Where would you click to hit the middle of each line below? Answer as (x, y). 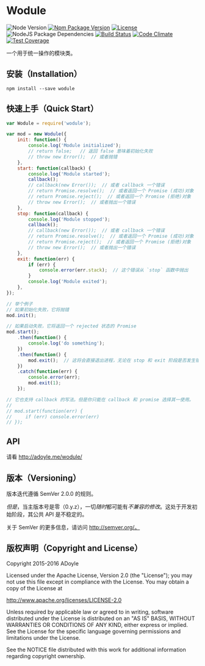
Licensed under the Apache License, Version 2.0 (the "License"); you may (99, 575)
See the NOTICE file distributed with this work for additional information (96, 650)
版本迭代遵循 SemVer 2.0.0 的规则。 (52, 493)
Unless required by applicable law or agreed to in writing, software (90, 612)
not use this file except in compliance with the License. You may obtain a (98, 582)
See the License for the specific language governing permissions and (94, 631)
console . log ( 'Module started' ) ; (70, 174)
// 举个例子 (20, 304)
